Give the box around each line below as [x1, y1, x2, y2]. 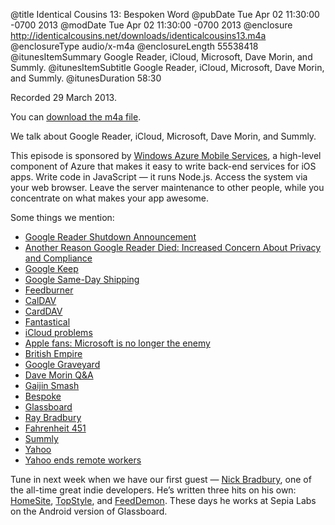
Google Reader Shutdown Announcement [24, 231, 197, 243]
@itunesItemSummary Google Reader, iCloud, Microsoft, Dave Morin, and [10, 51, 313, 63]
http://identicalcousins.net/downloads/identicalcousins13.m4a [10, 30, 267, 41]
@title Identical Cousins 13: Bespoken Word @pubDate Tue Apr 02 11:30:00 [10, 9, 320, 20]
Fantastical [24, 316, 71, 328]
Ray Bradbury [24, 412, 82, 423]
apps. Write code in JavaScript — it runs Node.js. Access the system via [10, 171, 308, 183]
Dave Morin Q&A [24, 369, 94, 381]
